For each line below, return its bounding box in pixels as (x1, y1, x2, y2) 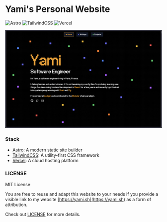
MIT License (5, 181, 31, 187)
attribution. (5, 202, 28, 208)
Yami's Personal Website (5, 3, 110, 15)
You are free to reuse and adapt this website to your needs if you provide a (5, 191, 159, 197)
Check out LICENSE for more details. (5, 211, 81, 217)
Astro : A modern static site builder (12, 147, 83, 153)
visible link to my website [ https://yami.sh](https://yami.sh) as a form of (5, 196, 152, 202)
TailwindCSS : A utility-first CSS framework (12, 152, 99, 158)
